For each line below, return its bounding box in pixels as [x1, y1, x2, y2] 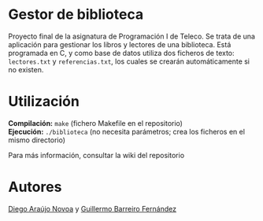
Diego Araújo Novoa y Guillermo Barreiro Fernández [8, 204, 177, 213]
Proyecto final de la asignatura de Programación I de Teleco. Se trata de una [8, 31, 256, 41]
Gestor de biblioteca [8, 6, 144, 24]
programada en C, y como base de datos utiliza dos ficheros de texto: [8, 48, 235, 57]
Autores [8, 179, 62, 196]
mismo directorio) [8, 135, 65, 145]
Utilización [8, 93, 80, 111]
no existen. [8, 64, 44, 74]
